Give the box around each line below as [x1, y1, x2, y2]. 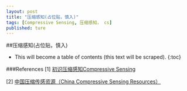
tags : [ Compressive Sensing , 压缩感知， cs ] [6, 19, 113, 25]
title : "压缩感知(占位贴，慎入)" [6, 14, 79, 20]
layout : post [6, 8, 38, 15]
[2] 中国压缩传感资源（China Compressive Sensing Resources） [6, 78, 161, 85]
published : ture [6, 25, 46, 31]
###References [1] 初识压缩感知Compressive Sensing [6, 66, 136, 73]
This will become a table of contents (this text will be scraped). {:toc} [14, 53, 182, 60]
